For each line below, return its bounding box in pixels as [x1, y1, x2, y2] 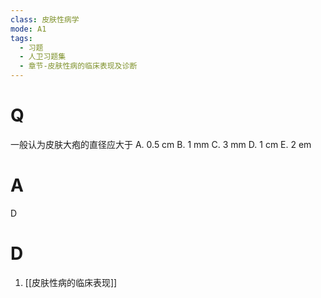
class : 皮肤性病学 [10, 14, 80, 25]
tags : [10, 33, 33, 43]
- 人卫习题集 [19, 52, 67, 62]
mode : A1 [10, 24, 47, 34]
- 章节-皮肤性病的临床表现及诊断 [19, 61, 138, 71]
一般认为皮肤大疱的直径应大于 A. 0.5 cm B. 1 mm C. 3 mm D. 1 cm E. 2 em [10, 138, 312, 150]
